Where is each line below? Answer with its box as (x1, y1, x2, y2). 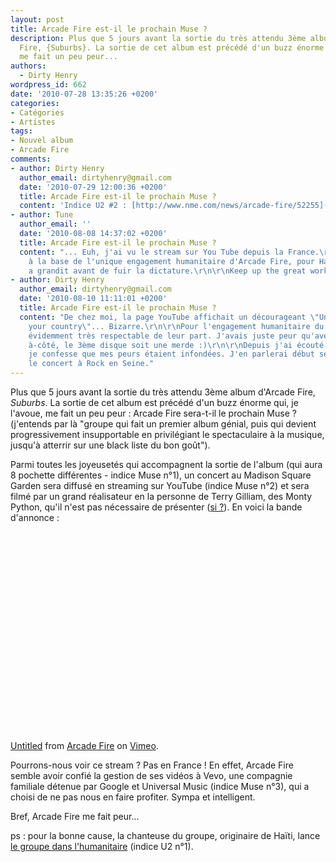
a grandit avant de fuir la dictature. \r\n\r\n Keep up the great (28, 266, 307, 276)
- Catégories (10, 107, 65, 118)
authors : (10, 61, 47, 71)
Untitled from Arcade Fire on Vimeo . (10, 740, 159, 751)
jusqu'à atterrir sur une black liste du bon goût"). (10, 439, 211, 451)
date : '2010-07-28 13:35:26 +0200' (10, 89, 159, 99)
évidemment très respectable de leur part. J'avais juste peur (28, 331, 298, 341)
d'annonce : (10, 512, 60, 523)
